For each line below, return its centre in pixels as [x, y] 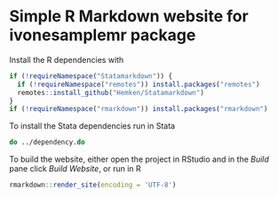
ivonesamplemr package [103, 35]
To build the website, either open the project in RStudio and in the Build [139, 159]
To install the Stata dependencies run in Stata [92, 126]
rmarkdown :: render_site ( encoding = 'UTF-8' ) [93, 185]
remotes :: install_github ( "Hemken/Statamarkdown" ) [111, 92]
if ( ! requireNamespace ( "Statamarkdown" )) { [91, 76]
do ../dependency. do [48, 143]
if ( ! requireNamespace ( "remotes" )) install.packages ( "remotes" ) [139, 84]
